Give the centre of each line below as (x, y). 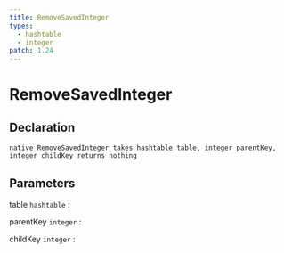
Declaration (42, 127)
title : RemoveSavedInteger (59, 17)
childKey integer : (42, 239)
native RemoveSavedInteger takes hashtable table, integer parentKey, (143, 148)
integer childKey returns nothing (73, 156)
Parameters (42, 183)
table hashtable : (40, 204)
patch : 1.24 (31, 51)
